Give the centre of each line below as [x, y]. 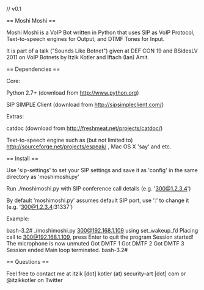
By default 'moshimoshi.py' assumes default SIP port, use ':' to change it [98, 200]
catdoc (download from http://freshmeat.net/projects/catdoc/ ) [85, 128]
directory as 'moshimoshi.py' [43, 177]
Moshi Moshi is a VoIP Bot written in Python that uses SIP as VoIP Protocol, [100, 32]
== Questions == [28, 262]
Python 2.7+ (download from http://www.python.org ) [73, 93]
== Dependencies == [33, 69]
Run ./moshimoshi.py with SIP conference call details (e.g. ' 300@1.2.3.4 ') [99, 188]
